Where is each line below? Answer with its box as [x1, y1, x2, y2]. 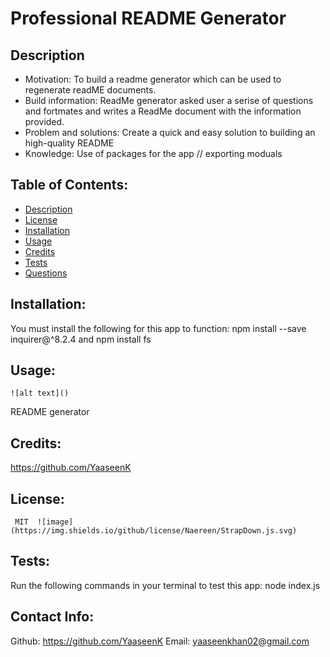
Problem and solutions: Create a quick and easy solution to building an [24, 127, 316, 138]
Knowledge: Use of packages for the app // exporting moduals [24, 148, 283, 159]
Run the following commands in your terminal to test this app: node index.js [10, 579, 321, 591]
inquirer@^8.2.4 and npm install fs [10, 333, 152, 345]
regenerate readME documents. [24, 84, 157, 96]
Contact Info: [10, 608, 95, 626]
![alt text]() [10, 388, 70, 399]
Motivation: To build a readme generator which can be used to [24, 73, 282, 85]
